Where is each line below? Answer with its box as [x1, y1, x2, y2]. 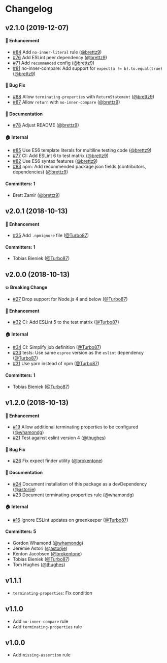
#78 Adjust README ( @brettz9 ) [12, 122, 80, 128]
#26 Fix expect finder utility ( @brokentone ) [12, 457, 103, 464]
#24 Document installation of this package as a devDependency [12, 480, 147, 487]
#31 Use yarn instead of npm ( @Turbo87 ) [12, 361, 100, 367]
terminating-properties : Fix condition [12, 590, 92, 596]
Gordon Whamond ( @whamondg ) [12, 540, 84, 546]
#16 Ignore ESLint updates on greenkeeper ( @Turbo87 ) [12, 517, 128, 523]
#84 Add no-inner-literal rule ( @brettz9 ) [12, 49, 102, 55]
